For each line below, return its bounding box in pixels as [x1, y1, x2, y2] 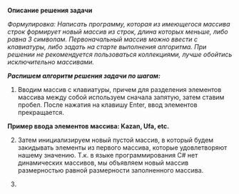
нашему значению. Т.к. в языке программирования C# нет [17, 151, 198, 159]
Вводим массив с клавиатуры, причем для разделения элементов [17, 86, 222, 93]
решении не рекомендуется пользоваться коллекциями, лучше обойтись [7, 50, 233, 58]
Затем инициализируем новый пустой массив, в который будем [17, 136, 214, 144]
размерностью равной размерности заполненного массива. [17, 166, 204, 174]
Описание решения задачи [7, 6, 93, 14]
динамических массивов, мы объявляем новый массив [17, 158, 189, 167]
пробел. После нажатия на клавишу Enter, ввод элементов [17, 101, 198, 109]
